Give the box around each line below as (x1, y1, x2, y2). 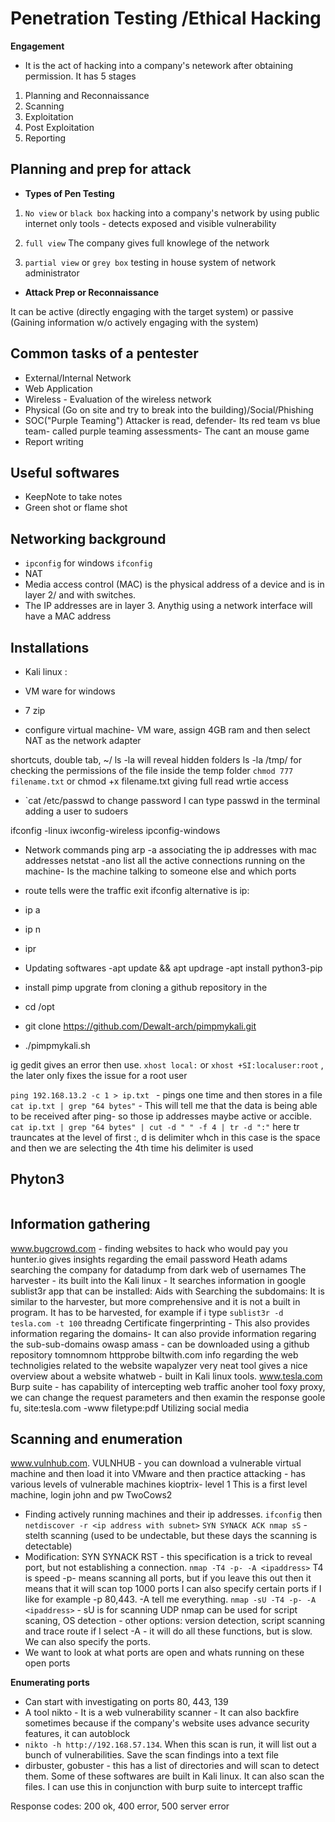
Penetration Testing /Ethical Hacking (10, 7, 322, 30)
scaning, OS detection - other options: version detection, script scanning (24, 1615, 325, 1627)
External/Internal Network (24, 372, 132, 384)
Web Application (24, 382, 93, 394)
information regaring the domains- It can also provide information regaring (10, 1327, 317, 1339)
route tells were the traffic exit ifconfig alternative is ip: (24, 885, 250, 896)
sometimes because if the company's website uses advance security (24, 1717, 310, 1729)
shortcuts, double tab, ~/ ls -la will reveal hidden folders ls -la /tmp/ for (10, 754, 302, 766)
